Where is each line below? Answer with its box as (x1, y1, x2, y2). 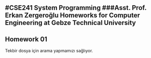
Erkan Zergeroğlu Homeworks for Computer (5, 12, 140, 20)
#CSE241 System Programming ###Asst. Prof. (5, 4, 147, 12)
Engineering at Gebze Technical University (5, 19, 136, 27)
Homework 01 (5, 35, 47, 43)
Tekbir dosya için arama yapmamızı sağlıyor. (5, 48, 93, 54)
